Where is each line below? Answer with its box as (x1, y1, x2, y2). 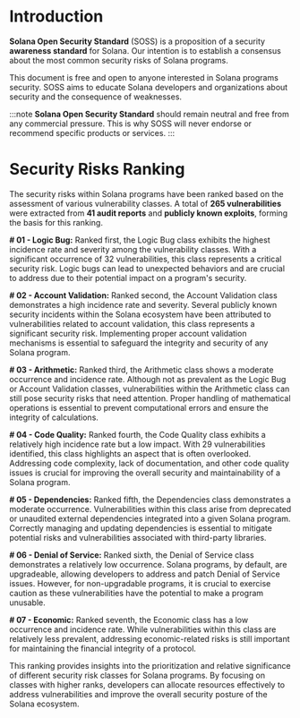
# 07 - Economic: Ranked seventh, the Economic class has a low (9, 614, 249, 625)
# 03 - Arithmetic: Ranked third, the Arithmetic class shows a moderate (9, 364, 274, 375)
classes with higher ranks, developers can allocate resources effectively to (9, 679, 285, 690)
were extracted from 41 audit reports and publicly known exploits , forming (9, 208, 288, 218)
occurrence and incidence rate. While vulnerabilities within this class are (9, 624, 277, 635)
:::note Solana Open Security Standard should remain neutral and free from (9, 108, 289, 119)
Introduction (9, 6, 104, 27)
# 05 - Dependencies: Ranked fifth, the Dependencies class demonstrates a (9, 494, 291, 505)
